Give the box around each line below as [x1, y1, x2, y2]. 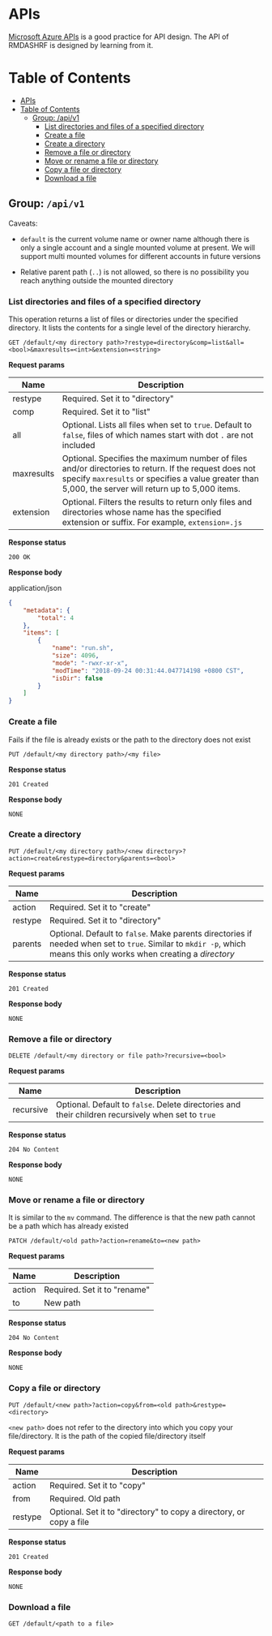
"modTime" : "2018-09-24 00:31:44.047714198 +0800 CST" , [51, 666, 244, 674]
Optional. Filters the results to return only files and [62, 496, 253, 507]
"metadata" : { [23, 606, 70, 614]
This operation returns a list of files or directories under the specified [8, 314, 239, 324]
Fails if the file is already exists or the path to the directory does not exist [8, 734, 251, 744]
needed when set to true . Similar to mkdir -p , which [49, 938, 247, 949]
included [62, 439, 96, 450]
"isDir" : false [51, 674, 104, 682]
